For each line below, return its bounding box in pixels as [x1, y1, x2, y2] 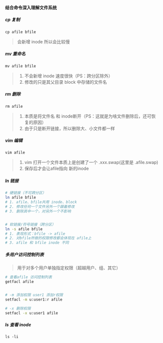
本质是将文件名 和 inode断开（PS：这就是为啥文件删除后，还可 [24, 113, 152, 119]
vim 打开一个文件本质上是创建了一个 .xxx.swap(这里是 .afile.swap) [24, 159, 159, 165]
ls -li [5, 335, 19, 340]
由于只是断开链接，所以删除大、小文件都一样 [24, 125, 115, 131]
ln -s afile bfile [5, 226, 43, 231]
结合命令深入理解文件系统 [5, 4, 57, 10]
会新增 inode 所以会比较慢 [17, 38, 70, 44]
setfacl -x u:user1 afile [5, 311, 58, 315]
